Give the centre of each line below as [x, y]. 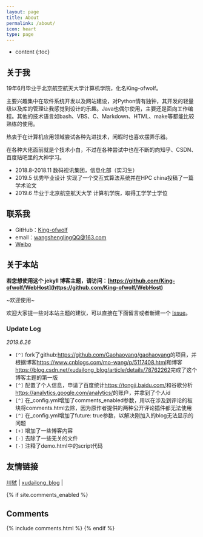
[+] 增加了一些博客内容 [44, 430]
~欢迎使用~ [21, 300]
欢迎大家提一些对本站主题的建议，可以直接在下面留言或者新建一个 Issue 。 [98, 313]
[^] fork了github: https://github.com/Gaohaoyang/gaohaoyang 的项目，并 [106, 354]
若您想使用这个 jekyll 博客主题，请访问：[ [58, 281]
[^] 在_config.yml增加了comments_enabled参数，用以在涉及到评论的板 [104, 400]
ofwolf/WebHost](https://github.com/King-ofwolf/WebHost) [85, 287]
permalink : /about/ [31, 23]
